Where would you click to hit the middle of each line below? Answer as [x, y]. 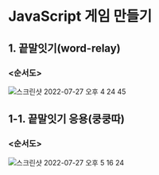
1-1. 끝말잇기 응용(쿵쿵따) [66, 119]
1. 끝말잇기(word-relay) [64, 48]
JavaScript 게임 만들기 [80, 16]
